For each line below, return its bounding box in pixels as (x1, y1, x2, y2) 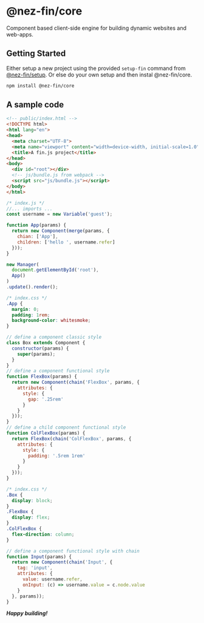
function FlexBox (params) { (6, 373, 78, 380)
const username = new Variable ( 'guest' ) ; (6, 211, 113, 217)
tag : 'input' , (17, 565, 53, 571)
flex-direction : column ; (12, 531, 75, 537)
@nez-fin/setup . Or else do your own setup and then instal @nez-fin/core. (6, 71, 192, 78)
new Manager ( (6, 261, 39, 268)
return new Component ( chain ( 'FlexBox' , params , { (12, 380, 140, 386)
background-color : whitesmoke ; (12, 318, 91, 324)
